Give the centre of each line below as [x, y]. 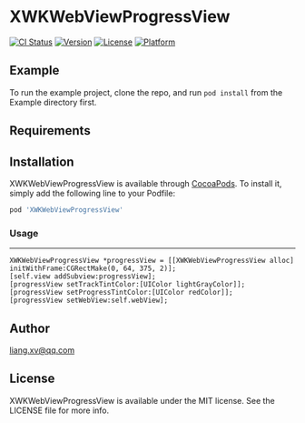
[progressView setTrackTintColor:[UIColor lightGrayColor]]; [128, 285]
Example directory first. [53, 102]
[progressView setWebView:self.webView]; [89, 301]
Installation [42, 161]
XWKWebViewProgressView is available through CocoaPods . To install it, [146, 183]
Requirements [50, 131]
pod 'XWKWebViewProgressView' [67, 210]
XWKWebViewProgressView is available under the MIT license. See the [142, 400]
